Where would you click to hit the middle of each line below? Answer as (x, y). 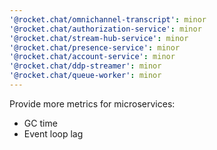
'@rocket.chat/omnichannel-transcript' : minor (108, 19)
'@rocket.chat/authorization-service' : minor (105, 29)
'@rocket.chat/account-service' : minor (92, 57)
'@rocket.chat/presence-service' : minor (95, 47)
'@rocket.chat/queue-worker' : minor (85, 76)
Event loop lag (53, 133)
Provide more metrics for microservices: (92, 103)
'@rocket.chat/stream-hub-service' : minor (99, 38)
